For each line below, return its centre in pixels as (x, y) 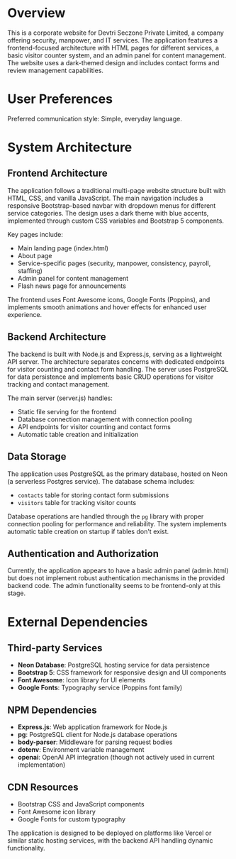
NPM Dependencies (52, 710)
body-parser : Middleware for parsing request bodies (95, 742)
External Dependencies (78, 622)
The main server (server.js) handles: (60, 398)
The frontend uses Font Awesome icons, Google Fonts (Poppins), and (109, 299)
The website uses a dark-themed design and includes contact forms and (113, 62)
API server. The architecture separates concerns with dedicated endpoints (116, 361)
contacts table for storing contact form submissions (93, 495)
